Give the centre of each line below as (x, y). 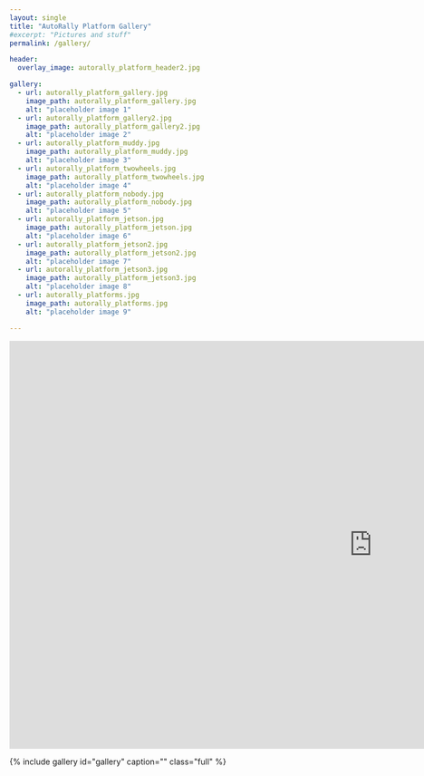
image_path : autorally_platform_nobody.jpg (109, 202)
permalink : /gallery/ (50, 43)
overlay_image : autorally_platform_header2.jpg (109, 68)
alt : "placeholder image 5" (78, 211)
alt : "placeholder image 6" (78, 236)
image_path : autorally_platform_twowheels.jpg (115, 177)
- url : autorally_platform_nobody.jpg (91, 194)
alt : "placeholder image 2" (78, 135)
